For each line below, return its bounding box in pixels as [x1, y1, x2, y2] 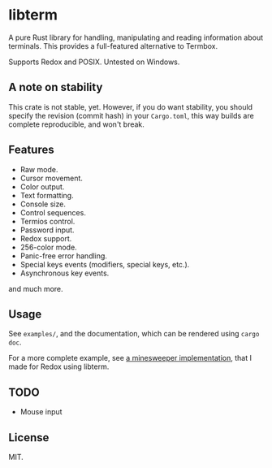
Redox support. [19, 233, 72, 243]
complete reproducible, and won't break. [8, 119, 145, 129]
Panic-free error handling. [19, 250, 108, 261]
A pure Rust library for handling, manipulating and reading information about [8, 32, 264, 42]
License [8, 431, 50, 444]
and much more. [8, 284, 63, 293]
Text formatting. [19, 190, 75, 200]
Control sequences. [19, 207, 87, 217]
